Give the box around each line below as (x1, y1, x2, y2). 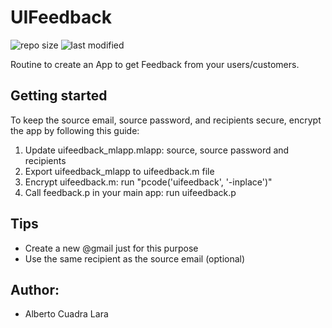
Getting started (10, 87, 108, 105)
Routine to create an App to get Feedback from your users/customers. (10, 58, 300, 70)
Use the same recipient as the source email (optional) (24, 252, 246, 265)
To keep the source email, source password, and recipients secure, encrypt (10, 114, 322, 126)
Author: (10, 281, 60, 298)
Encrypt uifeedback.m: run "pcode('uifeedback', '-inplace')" (24, 176, 273, 188)
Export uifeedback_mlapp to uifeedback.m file (24, 165, 215, 177)
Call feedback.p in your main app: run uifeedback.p (24, 186, 237, 198)
